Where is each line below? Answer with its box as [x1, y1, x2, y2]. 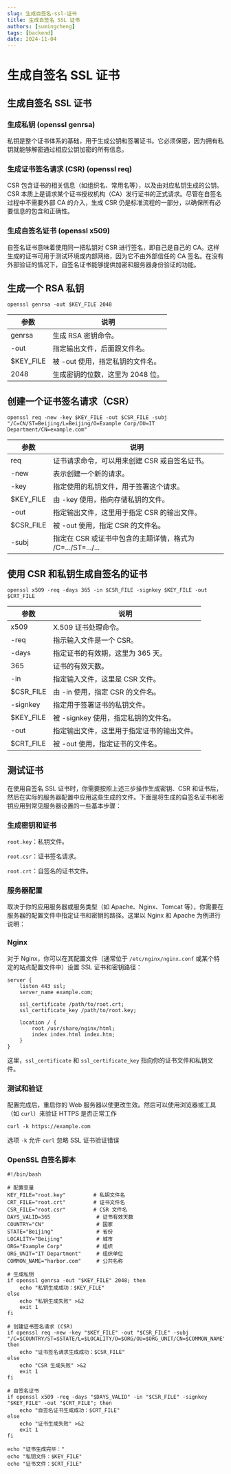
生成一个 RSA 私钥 [7, 282, 85, 294]
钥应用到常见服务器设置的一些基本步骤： [7, 802, 122, 810]
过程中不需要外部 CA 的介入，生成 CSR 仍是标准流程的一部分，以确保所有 [7, 198, 215, 207]
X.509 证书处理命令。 [52, 623, 124, 632]
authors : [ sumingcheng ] [7, 23, 76, 30]
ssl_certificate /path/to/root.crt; [19, 1000, 125, 1008]
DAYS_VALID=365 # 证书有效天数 [7, 1214, 134, 1221]
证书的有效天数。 [52, 661, 109, 671]
